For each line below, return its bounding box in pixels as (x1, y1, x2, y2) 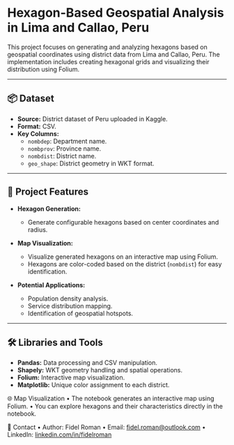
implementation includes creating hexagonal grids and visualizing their (7, 57, 210, 66)
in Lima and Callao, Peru (7, 20, 150, 36)
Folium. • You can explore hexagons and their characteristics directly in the (7, 402, 223, 411)
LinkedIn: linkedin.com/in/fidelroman (7, 430, 112, 439)
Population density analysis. (27, 294, 109, 303)
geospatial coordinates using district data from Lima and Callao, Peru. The (7, 50, 221, 59)
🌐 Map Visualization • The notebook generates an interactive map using (7, 394, 214, 402)
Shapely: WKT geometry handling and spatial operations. (17, 366, 183, 375)
